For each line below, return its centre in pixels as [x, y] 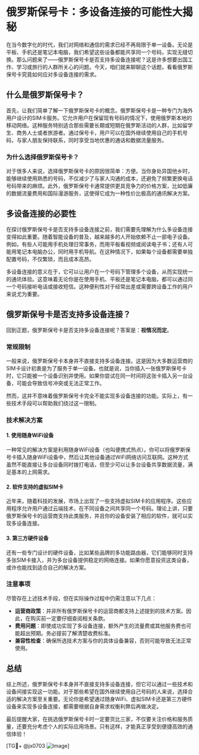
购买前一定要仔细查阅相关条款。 [69, 618]
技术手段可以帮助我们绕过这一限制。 [55, 403]
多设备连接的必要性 [41, 214]
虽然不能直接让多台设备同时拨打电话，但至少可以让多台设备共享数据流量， [97, 465]
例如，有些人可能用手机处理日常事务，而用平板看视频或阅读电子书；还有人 [97, 244]
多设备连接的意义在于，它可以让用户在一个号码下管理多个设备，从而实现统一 [99, 272]
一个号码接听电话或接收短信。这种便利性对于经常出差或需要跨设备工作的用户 [99, 287]
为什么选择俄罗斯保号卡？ [43, 157]
